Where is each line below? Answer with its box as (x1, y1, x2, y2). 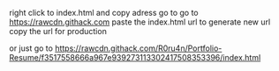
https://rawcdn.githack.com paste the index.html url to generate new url (9, 17, 271, 27)
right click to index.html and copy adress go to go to (9, 8, 199, 18)
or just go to (9, 43, 53, 53)
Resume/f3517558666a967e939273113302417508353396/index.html (9, 53, 261, 62)
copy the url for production (9, 26, 108, 36)
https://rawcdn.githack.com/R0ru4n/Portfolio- (54, 43, 222, 53)
